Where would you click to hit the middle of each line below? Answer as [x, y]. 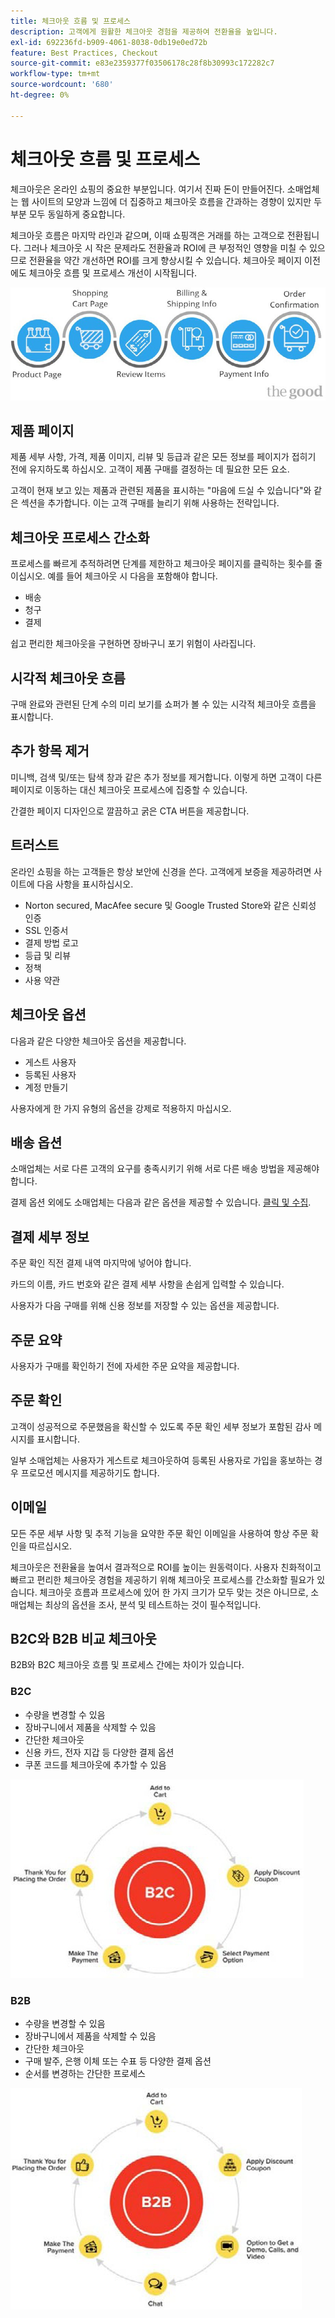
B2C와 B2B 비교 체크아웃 [83, 1638]
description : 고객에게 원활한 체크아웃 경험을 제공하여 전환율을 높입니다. [144, 31]
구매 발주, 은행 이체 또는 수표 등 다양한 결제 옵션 [118, 2061]
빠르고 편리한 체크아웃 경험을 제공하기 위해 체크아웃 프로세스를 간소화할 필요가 [162, 1579]
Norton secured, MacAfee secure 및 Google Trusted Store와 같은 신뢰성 [170, 905]
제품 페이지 [42, 431]
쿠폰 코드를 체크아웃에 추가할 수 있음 [95, 1764]
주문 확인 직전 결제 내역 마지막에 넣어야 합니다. [101, 1263]
